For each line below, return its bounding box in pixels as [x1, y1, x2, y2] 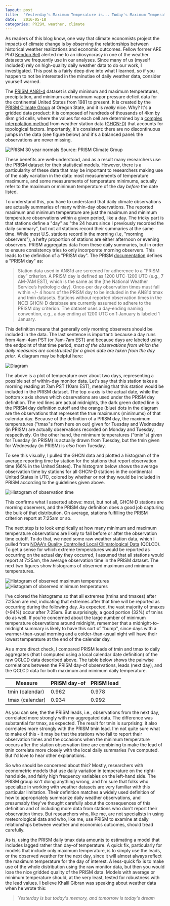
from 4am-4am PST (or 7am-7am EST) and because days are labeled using [5, 337, 162, 343]
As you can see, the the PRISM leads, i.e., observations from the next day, [5, 709, 159, 715]
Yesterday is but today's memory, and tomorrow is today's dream [17, 895, 155, 901]
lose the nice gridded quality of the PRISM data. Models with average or [5, 869, 155, 875]
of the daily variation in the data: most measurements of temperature [5, 173, 149, 179]
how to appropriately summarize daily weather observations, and [5, 794, 141, 801]
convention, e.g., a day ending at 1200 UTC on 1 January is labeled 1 [17, 311, 160, 317]
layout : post [5, 7, 33, 13]
